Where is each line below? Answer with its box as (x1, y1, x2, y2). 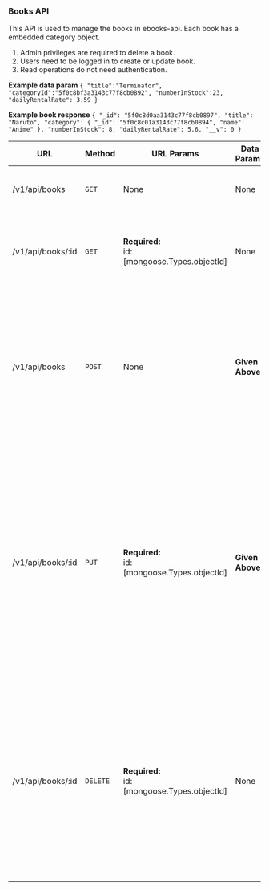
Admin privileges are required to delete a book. (19, 48, 175, 58)
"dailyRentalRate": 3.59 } (8, 96, 98, 104)
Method (85, 148, 116, 160)
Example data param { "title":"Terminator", (8, 80, 163, 90)
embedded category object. (8, 32, 100, 42)
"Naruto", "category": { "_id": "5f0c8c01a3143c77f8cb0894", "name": (8, 119, 246, 127)
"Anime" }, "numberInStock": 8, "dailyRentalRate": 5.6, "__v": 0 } (8, 126, 242, 134)
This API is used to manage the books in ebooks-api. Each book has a (8, 24, 239, 34)
